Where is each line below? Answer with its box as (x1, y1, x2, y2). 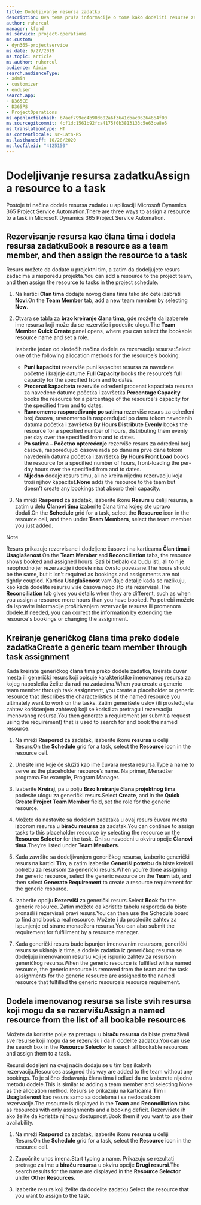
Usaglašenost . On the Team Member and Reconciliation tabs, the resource (6, 552, 192, 559)
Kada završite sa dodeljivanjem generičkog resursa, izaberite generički (14, 853, 190, 860)
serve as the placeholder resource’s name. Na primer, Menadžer (14, 767, 173, 775)
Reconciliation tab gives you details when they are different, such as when (6, 590, 191, 597)
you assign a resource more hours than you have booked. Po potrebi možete (6, 596, 195, 603)
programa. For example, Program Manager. (14, 774, 120, 781)
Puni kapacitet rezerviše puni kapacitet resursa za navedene (23, 364, 175, 371)
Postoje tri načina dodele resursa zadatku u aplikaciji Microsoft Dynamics (6, 201, 187, 208)
